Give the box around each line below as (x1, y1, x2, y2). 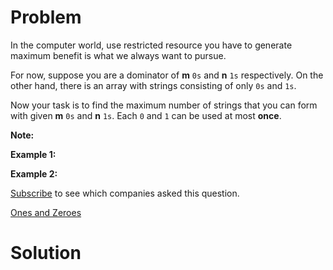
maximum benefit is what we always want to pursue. (10, 49, 227, 61)
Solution (10, 242, 82, 265)
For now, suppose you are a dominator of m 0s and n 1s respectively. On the (10, 69, 324, 81)
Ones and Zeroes (10, 206, 82, 218)
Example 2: (10, 167, 58, 180)
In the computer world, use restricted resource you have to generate (10, 39, 293, 51)
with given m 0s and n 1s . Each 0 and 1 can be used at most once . (10, 109, 282, 121)
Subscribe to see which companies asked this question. (10, 187, 240, 199)
